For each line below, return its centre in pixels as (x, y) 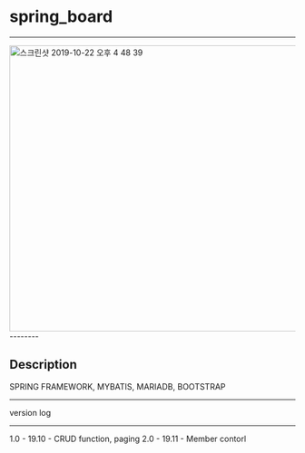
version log (30, 412)
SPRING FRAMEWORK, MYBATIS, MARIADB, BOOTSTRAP (118, 386)
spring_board (61, 17)
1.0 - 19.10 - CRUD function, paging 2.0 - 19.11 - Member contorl (128, 439)
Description (43, 365)
